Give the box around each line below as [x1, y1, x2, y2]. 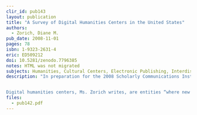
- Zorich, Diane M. [11, 30, 59, 36]
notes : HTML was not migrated [6, 62, 80, 69]
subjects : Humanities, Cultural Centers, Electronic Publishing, [6, 68, 169, 74]
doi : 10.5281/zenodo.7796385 [6, 57, 77, 63]
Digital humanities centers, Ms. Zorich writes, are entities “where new [6, 89, 191, 95]
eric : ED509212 [6, 52, 43, 58]
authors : [6, 25, 28, 31]
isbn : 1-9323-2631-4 [6, 47, 57, 53]
